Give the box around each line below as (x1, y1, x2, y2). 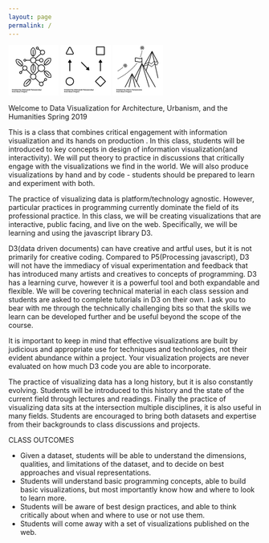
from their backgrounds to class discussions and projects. (8, 419, 201, 429)
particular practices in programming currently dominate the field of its (8, 202, 239, 212)
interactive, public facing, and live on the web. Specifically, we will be (8, 219, 238, 229)
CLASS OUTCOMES (8, 435, 75, 444)
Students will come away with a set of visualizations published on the (19, 518, 250, 529)
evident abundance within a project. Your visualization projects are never (8, 353, 250, 363)
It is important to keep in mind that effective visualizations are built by (8, 335, 238, 345)
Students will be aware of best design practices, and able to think (19, 501, 237, 511)
